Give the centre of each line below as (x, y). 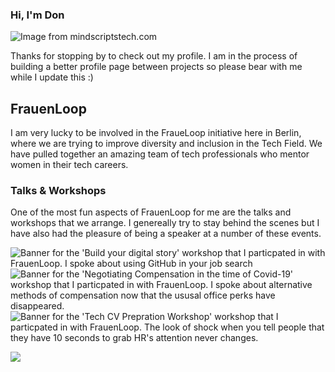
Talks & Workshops (58, 191)
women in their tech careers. (69, 165)
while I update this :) (52, 77)
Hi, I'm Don (37, 15)
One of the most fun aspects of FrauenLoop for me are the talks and (151, 212)
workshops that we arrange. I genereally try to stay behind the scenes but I (165, 223)
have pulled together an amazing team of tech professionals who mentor (160, 154)
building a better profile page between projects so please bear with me (156, 67)
